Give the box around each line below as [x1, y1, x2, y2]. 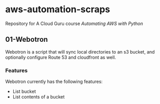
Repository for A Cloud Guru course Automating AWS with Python [5, 20, 143, 27]
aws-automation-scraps [5, 4, 110, 15]
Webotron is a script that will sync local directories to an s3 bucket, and [5, 48, 155, 55]
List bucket [12, 88, 36, 95]
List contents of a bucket [12, 94, 65, 100]
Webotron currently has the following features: [5, 79, 103, 85]
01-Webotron [5, 35, 48, 44]
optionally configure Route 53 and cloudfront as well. [5, 54, 116, 60]
